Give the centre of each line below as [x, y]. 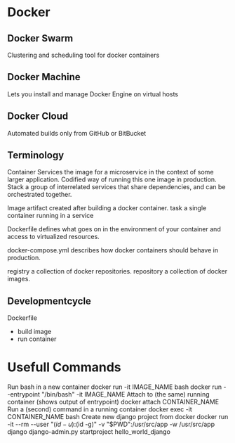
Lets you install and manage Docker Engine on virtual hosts [93, 94]
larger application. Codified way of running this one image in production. [112, 179]
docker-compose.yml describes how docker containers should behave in [113, 250]
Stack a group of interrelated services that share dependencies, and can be [116, 187]
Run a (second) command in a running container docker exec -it [100, 409]
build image [34, 332]
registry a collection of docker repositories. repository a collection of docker [117, 271]
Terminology [36, 155]
